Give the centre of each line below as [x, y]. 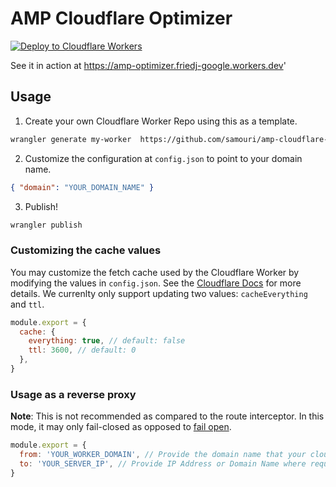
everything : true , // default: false [107, 341]
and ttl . [27, 304]
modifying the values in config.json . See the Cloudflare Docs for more [156, 283]
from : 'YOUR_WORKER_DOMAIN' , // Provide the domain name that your [163, 455]
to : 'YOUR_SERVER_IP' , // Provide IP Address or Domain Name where [163, 463]
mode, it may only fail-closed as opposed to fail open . [121, 427]
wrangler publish [46, 225]
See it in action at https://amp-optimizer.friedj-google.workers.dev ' [148, 65]
